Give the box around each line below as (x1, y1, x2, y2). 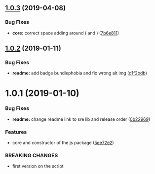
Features (5, 128, 27, 135)
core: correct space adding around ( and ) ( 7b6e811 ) (12, 30, 119, 36)
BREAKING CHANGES (5, 152, 58, 159)
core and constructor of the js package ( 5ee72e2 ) (12, 140, 115, 146)
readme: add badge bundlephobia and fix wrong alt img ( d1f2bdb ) (12, 70, 147, 76)
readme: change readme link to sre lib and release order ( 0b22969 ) (12, 116, 151, 122)
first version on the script (12, 163, 64, 169)
